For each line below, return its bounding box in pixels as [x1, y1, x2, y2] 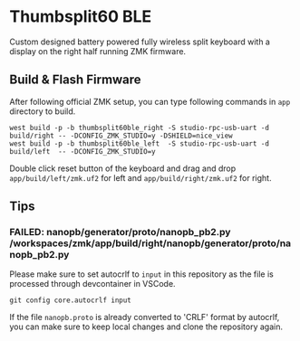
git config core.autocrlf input [9, 296, 131, 305]
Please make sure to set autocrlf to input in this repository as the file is [9, 269, 274, 279]
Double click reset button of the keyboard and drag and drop [9, 163, 237, 174]
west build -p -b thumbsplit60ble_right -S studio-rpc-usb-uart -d [9, 123, 270, 132]
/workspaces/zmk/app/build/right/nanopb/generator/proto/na [9, 237, 292, 250]
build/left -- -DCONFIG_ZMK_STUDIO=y [9, 147, 156, 156]
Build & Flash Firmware [9, 72, 142, 88]
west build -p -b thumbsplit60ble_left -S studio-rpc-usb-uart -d [9, 138, 270, 148]
